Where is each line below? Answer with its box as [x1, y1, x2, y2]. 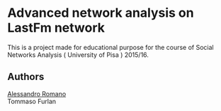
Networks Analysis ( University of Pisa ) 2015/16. [7, 51, 149, 59]
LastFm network [7, 20, 105, 36]
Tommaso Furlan [7, 97, 57, 105]
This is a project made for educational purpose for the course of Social [7, 43, 214, 51]
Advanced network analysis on [7, 5, 194, 21]
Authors [7, 71, 45, 83]
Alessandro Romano [7, 89, 67, 98]
